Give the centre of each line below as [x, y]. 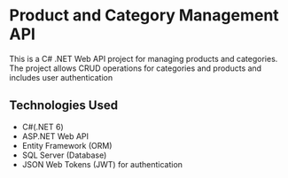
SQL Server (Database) [64, 155]
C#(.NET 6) [43, 127]
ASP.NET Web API [55, 136]
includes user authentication [61, 77]
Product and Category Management [144, 15]
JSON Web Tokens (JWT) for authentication [102, 164]
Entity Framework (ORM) [67, 145]
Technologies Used [63, 106]
